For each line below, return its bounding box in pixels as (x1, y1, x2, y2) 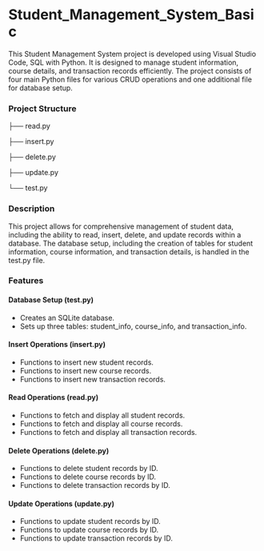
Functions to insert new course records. (19, 365, 152, 375)
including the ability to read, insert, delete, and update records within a (8, 230, 242, 239)
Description (8, 203, 55, 214)
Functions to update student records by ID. (19, 517, 162, 526)
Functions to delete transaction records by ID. (19, 481, 170, 490)
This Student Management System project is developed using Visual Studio (8, 49, 257, 58)
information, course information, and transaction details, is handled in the (8, 246, 250, 257)
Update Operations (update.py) (8, 498, 114, 509)
